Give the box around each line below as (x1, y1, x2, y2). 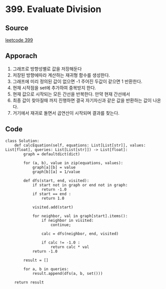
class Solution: (5, 138, 39, 143)
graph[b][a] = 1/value (32, 169, 80, 174)
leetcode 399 (5, 37, 33, 43)
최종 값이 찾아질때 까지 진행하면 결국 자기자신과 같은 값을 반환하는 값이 (12, 97, 152, 103)
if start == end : (32, 191, 71, 197)
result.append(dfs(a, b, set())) (32, 271, 103, 276)
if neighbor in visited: (41, 218, 94, 223)
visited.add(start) (32, 205, 73, 210)
